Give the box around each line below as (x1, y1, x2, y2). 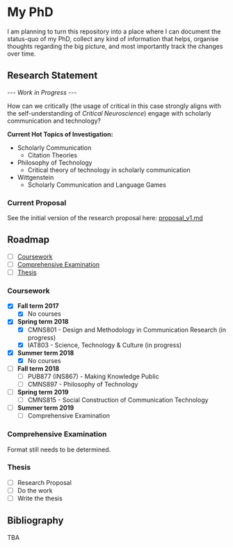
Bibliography (7, 515, 64, 527)
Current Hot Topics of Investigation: (7, 130, 113, 138)
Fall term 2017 (17, 302, 59, 310)
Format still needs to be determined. (7, 445, 111, 454)
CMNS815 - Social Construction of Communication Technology (27, 396, 209, 404)
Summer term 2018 (17, 348, 74, 357)
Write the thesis (17, 494, 63, 502)
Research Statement (7, 70, 98, 82)
